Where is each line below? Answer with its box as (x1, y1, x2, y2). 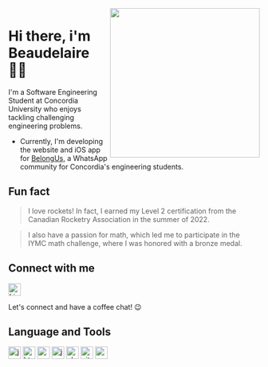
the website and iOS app (19, 145, 101, 154)
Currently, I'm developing (19, 136, 104, 146)
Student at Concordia (8, 96, 78, 105)
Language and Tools (8, 325, 112, 338)
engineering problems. (8, 121, 83, 131)
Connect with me (8, 262, 96, 275)
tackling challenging (8, 112, 74, 122)
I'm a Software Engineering (8, 87, 98, 96)
